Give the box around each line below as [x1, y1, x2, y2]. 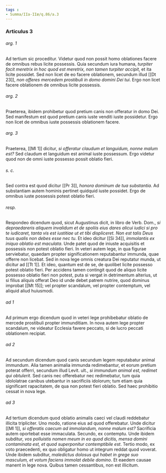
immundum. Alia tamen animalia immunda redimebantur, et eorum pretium [5, 362, 156, 368]
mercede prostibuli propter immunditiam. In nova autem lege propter [5, 319, 145, 326]
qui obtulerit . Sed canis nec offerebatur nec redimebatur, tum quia [5, 372, 140, 378]
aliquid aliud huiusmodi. [5, 288, 54, 294]
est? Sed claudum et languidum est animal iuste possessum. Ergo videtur [5, 151, 155, 157]
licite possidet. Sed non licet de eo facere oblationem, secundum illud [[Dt [5, 71, 156, 77]
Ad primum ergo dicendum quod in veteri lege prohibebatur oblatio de [5, 315, 148, 320]
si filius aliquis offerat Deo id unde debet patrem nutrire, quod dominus [5, 277, 150, 283]
